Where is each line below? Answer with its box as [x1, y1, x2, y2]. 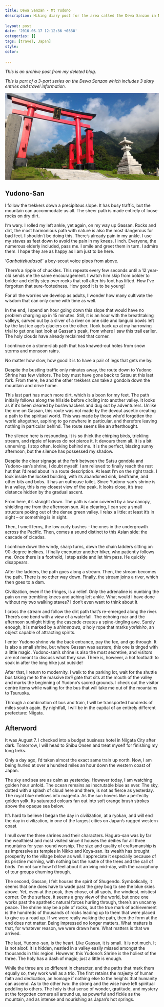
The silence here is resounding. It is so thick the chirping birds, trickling [5, 433, 149, 439]
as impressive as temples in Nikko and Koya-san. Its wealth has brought [5, 848, 150, 854]
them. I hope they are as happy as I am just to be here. [5, 248, 115, 254]
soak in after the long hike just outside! [5, 660, 83, 665]
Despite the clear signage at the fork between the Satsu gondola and [5, 458, 143, 464]
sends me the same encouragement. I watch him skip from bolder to [12, 272, 150, 278]
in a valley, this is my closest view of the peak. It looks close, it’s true [5, 484, 143, 490]
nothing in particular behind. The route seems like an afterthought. [5, 423, 139, 429]
